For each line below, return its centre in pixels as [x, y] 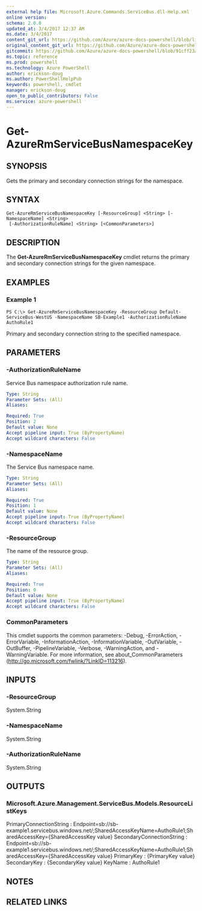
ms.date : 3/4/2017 [29, 34]
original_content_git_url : [40, 46]
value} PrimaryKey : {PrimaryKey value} [146, 856]
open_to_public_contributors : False [52, 96]
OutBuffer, [19, 648]
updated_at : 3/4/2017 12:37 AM [45, 29]
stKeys [17, 811]
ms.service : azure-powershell [44, 101]
